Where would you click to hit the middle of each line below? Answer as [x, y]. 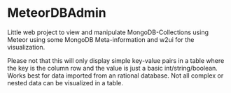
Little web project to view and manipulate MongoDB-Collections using [108, 32]
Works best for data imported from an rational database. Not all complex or [115, 76]
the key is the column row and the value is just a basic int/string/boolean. [113, 68]
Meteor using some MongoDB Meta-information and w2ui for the [101, 39]
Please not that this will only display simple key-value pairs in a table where [116, 60]
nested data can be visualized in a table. [65, 83]
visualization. [26, 47]
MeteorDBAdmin [57, 13]
